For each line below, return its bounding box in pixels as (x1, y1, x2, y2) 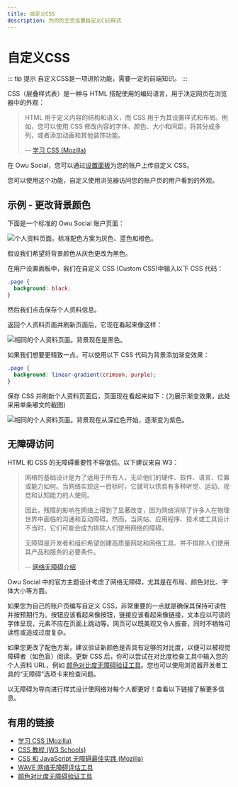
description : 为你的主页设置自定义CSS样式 (7, 17, 122, 24)
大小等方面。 (13, 587, 51, 595)
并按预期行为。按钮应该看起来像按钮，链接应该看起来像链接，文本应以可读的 (7, 611, 231, 619)
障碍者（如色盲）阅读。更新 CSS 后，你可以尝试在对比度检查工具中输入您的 (7, 652, 229, 661)
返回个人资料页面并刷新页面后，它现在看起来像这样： (7, 320, 163, 329)
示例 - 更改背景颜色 (7, 199, 91, 211)
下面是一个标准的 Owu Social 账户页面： (7, 219, 125, 227)
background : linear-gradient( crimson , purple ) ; (13, 371, 157, 378)
